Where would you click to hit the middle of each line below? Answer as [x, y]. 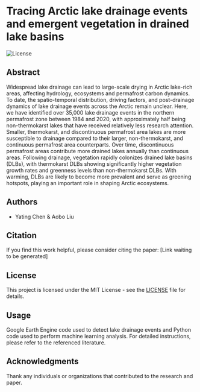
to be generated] [27, 256]
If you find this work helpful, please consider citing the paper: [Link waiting [99, 250]
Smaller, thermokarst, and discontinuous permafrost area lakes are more [96, 131]
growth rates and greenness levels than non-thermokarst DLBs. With [91, 170]
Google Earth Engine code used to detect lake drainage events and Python [99, 330]
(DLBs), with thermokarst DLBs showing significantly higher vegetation [94, 163]
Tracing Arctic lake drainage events [97, 11]
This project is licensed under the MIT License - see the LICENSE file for [96, 290]
